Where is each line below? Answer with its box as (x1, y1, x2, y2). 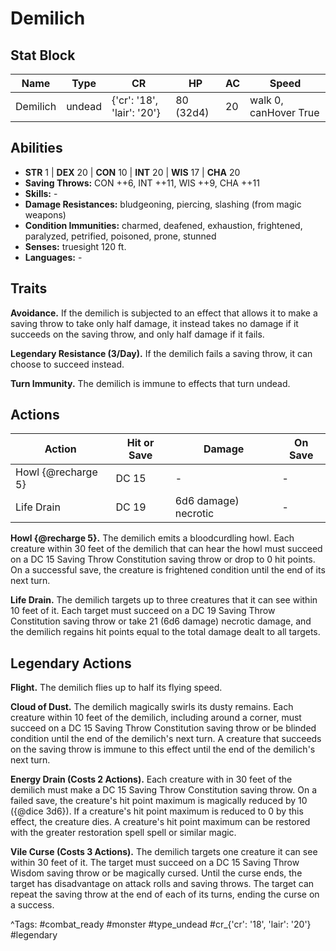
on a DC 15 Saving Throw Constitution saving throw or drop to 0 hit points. (10, 553, 316, 566)
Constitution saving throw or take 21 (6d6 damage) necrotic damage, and (10, 615, 312, 627)
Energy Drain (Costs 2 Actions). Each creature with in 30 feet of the (10, 773, 293, 786)
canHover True (249, 106, 320, 119)
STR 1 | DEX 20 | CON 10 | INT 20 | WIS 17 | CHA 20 (24, 166, 241, 178)
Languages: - (24, 251, 83, 263)
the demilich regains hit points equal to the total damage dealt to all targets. (10, 626, 321, 638)
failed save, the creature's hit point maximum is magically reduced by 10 (10, 795, 308, 807)
